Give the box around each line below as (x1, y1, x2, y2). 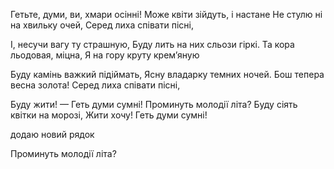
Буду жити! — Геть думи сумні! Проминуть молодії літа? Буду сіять (10, 99, 298, 110)
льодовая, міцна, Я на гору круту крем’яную (10, 49, 200, 61)
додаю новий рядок (10, 129, 95, 140)
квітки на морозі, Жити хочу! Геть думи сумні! (10, 109, 208, 121)
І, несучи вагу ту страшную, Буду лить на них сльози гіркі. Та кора (10, 39, 295, 50)
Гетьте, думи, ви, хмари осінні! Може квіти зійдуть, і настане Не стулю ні (10, 9, 323, 20)
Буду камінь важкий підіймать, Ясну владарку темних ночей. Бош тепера (10, 69, 325, 80)
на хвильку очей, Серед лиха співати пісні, (10, 19, 194, 31)
